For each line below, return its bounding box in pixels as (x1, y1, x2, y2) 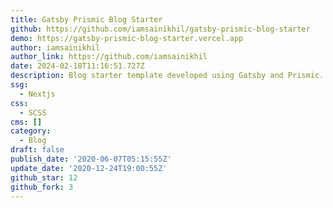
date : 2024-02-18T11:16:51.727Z (10, 61, 145, 71)
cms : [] (10, 117, 43, 127)
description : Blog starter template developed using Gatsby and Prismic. (10, 71, 325, 81)
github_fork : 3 (10, 182, 74, 192)
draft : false (10, 145, 65, 155)
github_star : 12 (10, 172, 78, 183)
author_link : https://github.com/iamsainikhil (10, 52, 208, 62)
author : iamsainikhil (10, 42, 101, 53)
